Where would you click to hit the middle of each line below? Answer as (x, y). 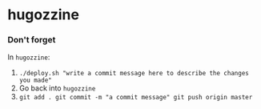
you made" (36, 81)
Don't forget (32, 40)
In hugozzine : (29, 57)
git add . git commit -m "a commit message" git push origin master (136, 98)
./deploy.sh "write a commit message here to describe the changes (134, 74)
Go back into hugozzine (57, 88)
